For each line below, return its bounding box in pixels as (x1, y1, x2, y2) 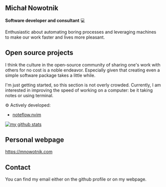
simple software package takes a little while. (5, 72, 96, 78)
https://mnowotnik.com (5, 149, 53, 155)
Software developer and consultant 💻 (5, 17, 85, 23)
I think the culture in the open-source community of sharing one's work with (5, 62, 161, 67)
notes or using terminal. (5, 92, 54, 98)
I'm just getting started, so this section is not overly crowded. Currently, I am (5, 82, 161, 88)
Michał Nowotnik (5, 4, 58, 12)
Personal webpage (5, 136, 64, 144)
